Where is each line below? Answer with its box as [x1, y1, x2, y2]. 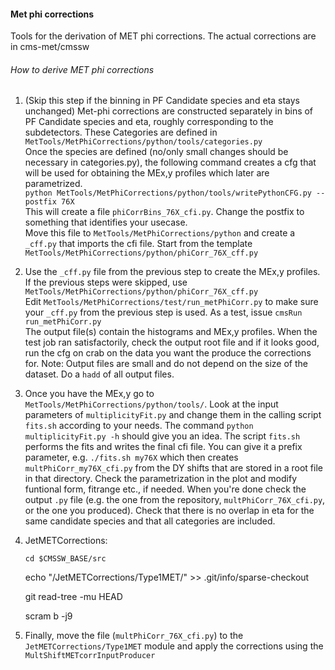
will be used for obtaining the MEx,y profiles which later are [24, 167, 270, 179]
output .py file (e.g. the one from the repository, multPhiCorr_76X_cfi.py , [24, 494, 326, 506]
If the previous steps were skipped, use [24, 276, 188, 289]
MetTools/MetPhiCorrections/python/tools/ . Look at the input [24, 398, 279, 410]
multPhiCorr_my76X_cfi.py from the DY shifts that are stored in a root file [24, 462, 323, 474]
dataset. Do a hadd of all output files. [24, 368, 175, 380]
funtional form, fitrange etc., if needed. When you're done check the [24, 483, 307, 495]
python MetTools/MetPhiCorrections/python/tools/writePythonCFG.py [24, 188, 312, 199]
